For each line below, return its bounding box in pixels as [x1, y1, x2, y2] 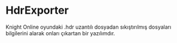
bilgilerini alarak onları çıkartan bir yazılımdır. [5, 29, 115, 36]
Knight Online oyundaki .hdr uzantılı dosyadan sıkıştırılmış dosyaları [5, 23, 172, 30]
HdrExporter [5, 4, 69, 17]
